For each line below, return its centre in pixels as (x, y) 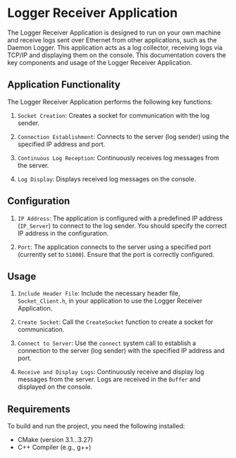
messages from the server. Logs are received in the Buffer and (109, 380)
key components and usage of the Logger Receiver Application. (100, 62)
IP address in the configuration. (63, 233)
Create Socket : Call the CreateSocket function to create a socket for (115, 322)
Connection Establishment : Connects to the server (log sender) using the (123, 136)
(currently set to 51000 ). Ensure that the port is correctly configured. (116, 254)
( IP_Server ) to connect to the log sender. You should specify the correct (122, 225)
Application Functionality (64, 85)
